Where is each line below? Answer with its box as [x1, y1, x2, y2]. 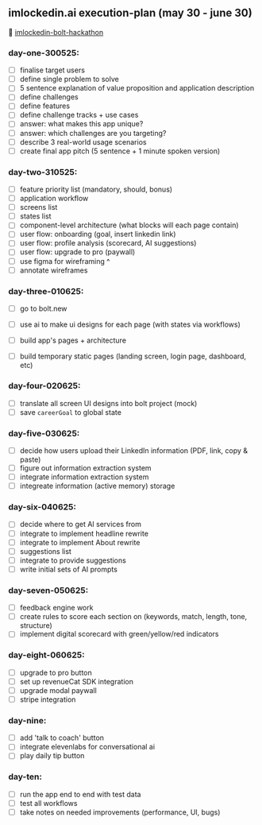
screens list [19, 203, 58, 212]
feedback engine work [19, 603, 94, 613]
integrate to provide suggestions [19, 556, 127, 565]
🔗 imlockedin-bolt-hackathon [8, 27, 104, 37]
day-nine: [8, 715, 47, 726]
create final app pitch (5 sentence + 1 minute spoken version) [19, 146, 221, 156]
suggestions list [19, 546, 71, 556]
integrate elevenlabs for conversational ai [19, 742, 156, 752]
